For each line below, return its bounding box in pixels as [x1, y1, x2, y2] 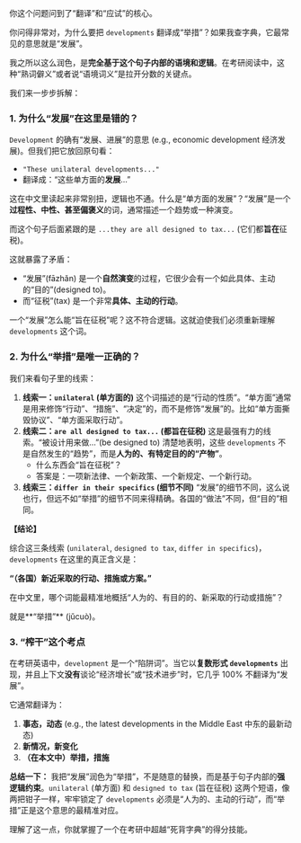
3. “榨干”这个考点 [9, 635, 85, 648]
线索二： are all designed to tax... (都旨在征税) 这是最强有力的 [22, 425, 263, 436]
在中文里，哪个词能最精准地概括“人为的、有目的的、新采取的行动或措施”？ [9, 591, 285, 602]
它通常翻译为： [9, 699, 65, 710]
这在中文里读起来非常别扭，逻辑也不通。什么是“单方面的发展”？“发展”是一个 [9, 193, 291, 204]
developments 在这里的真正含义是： [9, 554, 139, 564]
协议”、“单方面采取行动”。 [30, 414, 128, 425]
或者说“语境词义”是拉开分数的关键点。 [55, 68, 197, 79]
